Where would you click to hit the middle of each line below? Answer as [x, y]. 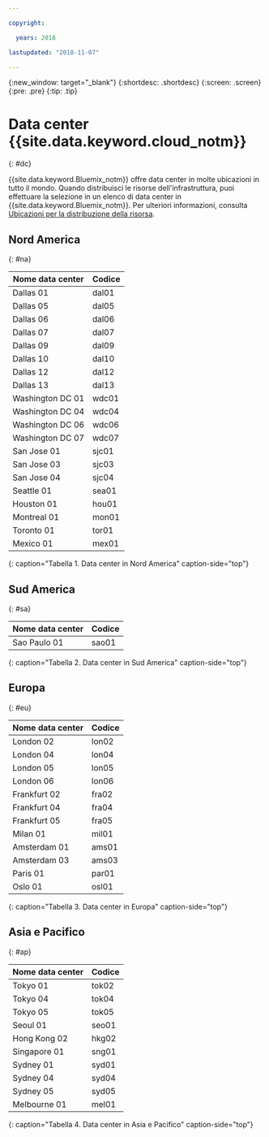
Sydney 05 [33, 1091]
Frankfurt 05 [36, 820]
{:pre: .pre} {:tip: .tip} [43, 91]
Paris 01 [28, 873]
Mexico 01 [33, 543]
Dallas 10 [30, 359]
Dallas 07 [30, 332]
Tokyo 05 [30, 1012]
